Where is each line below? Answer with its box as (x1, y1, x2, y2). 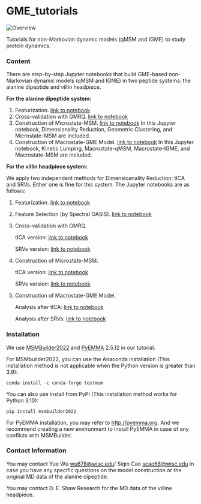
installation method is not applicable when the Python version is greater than (6, 362, 196, 369)
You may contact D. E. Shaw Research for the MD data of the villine (6, 484, 172, 491)
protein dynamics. (6, 42, 51, 49)
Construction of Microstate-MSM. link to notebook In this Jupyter (14, 119, 176, 127)
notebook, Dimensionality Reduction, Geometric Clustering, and (14, 126, 173, 133)
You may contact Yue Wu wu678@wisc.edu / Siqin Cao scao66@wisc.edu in (6, 460, 194, 467)
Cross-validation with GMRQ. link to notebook (14, 113, 128, 121)
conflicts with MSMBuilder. (6, 431, 73, 439)
